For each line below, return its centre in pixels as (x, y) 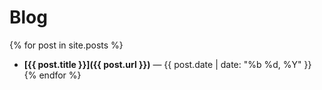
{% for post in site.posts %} (66, 45)
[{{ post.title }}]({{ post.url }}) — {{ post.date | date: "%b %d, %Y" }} (167, 64)
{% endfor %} (52, 75)
